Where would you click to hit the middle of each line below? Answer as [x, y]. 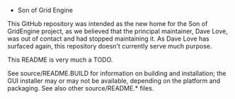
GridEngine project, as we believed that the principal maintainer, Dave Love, [118, 31]
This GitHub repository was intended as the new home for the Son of [108, 24]
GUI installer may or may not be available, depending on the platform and [114, 81]
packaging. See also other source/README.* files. [81, 88]
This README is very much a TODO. [60, 60]
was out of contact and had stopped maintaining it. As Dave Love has [109, 39]
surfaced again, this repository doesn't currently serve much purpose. [110, 46]
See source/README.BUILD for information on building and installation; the [117, 73]
